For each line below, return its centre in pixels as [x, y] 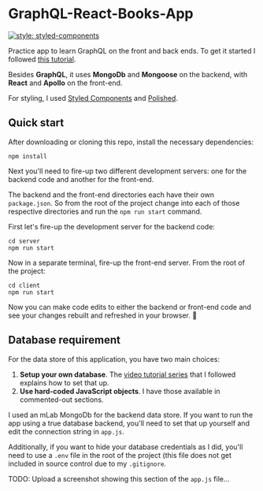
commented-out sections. [61, 400]
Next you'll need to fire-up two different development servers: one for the [128, 171]
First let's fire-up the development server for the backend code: [111, 226]
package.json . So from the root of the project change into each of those [124, 203]
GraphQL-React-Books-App [101, 14]
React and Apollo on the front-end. [65, 83]
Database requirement [64, 340]
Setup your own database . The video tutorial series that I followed [128, 374]
